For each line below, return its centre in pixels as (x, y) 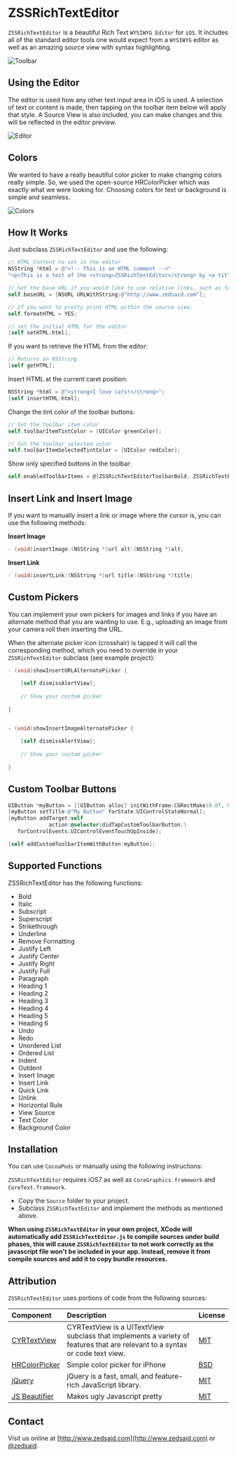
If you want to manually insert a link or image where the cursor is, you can (114, 515)
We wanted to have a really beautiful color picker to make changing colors (115, 175)
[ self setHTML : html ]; (40, 333)
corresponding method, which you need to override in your (93, 650)
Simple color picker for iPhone (117, 1365)
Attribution (32, 1281)
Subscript (32, 911)
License (212, 1315)
